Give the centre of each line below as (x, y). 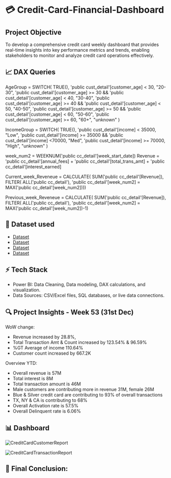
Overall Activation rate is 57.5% (45, 406)
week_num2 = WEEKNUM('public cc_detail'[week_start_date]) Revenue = (82, 156)
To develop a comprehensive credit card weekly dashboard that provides (82, 45)
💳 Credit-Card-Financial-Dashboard (85, 10)
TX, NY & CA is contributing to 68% (50, 400)
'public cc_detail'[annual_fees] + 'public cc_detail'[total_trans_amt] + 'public (85, 161)
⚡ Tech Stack (27, 270)
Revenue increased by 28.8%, (44, 337)
